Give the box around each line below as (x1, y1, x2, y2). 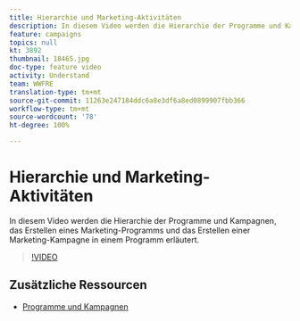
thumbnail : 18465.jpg (9, 54, 90, 63)
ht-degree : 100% (9, 121, 70, 130)
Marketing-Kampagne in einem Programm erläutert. (9, 234, 200, 245)
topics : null (9, 37, 58, 47)
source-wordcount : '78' (9, 112, 98, 121)
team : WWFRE (9, 79, 54, 88)
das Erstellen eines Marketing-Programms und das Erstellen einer (9, 225, 251, 235)
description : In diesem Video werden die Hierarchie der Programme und (9, 21, 281, 30)
